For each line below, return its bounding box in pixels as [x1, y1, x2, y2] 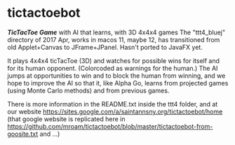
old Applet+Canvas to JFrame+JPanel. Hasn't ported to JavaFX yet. [7, 43, 203, 51]
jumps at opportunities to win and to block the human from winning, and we [7, 71, 226, 80]
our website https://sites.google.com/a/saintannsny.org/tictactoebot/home [7, 107, 223, 116]
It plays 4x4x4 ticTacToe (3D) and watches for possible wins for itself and [7, 56, 220, 64]
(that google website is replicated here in [7, 114, 126, 123]
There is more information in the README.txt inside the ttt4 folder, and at [7, 99, 218, 108]
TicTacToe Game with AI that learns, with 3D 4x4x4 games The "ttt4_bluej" [7, 28, 226, 36]
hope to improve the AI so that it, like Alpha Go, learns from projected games [7, 78, 229, 87]
